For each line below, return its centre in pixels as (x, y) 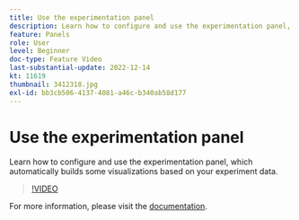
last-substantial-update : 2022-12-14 (80, 68)
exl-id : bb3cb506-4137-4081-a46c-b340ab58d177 (98, 92)
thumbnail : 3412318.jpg (54, 84)
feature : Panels (40, 34)
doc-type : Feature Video (56, 59)
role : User (30, 43)
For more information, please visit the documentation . (109, 207)
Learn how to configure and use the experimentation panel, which (131, 162)
